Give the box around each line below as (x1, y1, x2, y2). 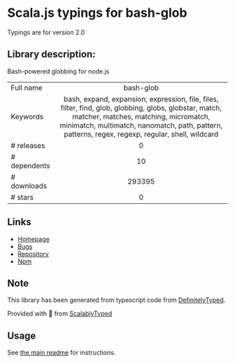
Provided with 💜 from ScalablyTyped (7, 310, 113, 318)
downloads (10, 181, 48, 191)
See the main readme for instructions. (7, 348, 116, 357)
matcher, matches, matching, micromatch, (72, 111, 211, 121)
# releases (10, 140, 45, 150)
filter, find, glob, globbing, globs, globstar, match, (60, 103, 222, 113)
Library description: (7, 48, 96, 60)
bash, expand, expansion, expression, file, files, (63, 94, 219, 104)
